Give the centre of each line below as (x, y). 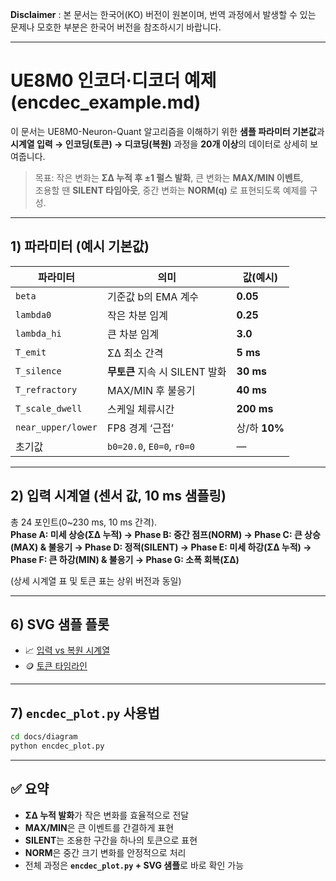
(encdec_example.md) (106, 102)
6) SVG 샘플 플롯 (60, 624)
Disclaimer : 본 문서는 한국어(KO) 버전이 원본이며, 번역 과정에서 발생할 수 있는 (163, 14)
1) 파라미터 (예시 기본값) (80, 246)
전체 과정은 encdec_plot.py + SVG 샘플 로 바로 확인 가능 (134, 865)
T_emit (31, 352)
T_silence (38, 371)
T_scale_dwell (49, 408)
